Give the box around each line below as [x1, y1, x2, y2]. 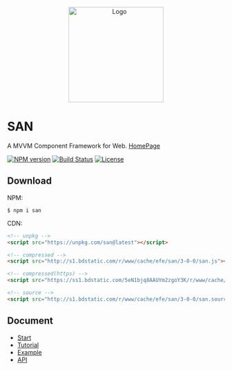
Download [7, 175, 52, 187]
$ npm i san [7, 206, 41, 214]
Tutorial [17, 340, 39, 349]
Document [7, 315, 53, 327]
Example [17, 348, 43, 356]
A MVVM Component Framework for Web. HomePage [7, 141, 161, 150]
